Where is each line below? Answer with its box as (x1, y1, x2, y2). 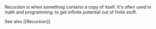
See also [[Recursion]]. (4, 19, 52, 24)
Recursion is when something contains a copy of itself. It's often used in (4, 4, 152, 10)
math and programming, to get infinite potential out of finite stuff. (4, 9, 137, 15)
